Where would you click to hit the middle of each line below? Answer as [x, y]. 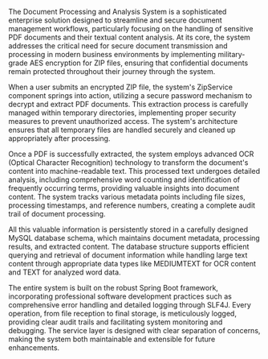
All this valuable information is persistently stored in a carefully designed [128, 229]
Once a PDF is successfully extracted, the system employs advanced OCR [131, 154]
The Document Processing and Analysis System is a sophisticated [118, 12]
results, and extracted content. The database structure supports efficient [129, 246]
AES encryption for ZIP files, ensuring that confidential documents [139, 63]
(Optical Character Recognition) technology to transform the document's [128, 163]
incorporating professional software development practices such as [120, 296]
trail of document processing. [57, 214]
